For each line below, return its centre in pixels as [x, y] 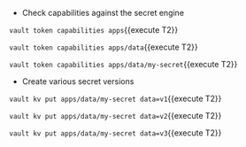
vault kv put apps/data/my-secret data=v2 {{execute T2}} [115, 116]
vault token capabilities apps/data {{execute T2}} [104, 47]
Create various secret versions [78, 81]
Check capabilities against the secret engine [103, 13]
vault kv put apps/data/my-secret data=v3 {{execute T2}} [115, 133]
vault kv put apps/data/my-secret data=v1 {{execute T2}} [115, 98]
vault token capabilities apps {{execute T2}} [94, 30]
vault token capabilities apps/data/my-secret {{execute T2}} [123, 64]
